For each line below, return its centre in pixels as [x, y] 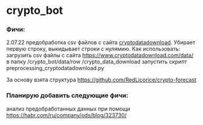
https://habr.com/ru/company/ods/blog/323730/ [67, 115]
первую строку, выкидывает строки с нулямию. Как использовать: [93, 49]
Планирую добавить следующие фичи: [67, 95]
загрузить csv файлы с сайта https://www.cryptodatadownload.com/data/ [100, 56]
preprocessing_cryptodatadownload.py [55, 68]
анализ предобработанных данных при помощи [68, 109]
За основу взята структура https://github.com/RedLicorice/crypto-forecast [101, 80]
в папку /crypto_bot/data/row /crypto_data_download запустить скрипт [97, 62]
